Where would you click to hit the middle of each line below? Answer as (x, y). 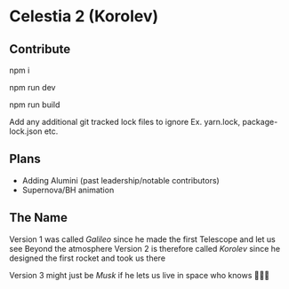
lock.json (26, 131)
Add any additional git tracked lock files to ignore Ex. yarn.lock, (125, 122)
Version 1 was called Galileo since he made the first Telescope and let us (142, 239)
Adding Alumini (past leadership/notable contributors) (120, 180)
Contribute (40, 49)
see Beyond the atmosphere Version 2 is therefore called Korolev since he (145, 248)
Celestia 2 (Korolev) (84, 16)
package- (260, 122)
